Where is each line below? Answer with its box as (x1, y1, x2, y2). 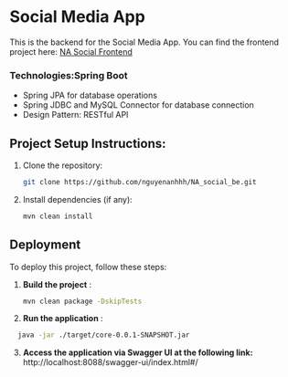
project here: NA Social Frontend (9, 46, 133, 57)
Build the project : (22, 278, 92, 289)
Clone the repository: (22, 160, 103, 171)
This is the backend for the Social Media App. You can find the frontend (9, 37, 280, 47)
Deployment (9, 237, 81, 253)
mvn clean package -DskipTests (22, 297, 143, 306)
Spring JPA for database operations (22, 89, 158, 101)
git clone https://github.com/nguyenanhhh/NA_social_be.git (22, 178, 257, 187)
